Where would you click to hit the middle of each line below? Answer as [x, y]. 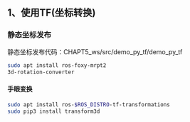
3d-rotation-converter [41, 72]
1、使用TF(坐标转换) [52, 13]
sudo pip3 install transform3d [54, 111]
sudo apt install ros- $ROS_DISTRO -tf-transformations [89, 105]
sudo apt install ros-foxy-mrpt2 [57, 65]
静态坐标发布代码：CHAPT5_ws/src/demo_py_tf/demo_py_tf [95, 51]
